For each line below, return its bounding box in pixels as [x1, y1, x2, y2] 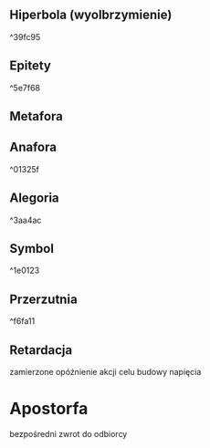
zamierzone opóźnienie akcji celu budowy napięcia [9, 367, 202, 378]
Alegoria [9, 191, 59, 206]
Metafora [9, 109, 64, 124]
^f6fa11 [9, 316, 36, 327]
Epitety [9, 58, 52, 74]
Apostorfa [9, 399, 89, 419]
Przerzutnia [9, 291, 78, 307]
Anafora [9, 140, 58, 155]
